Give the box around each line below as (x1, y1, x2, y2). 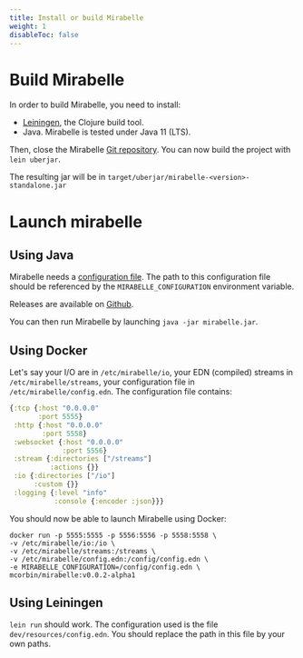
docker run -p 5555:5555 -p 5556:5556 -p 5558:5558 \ (9, 531, 218, 540)
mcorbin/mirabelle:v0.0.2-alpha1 (9, 570, 136, 580)
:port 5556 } (62, 446, 107, 455)
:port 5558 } (42, 429, 88, 438)
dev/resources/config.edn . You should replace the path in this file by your (9, 629, 286, 640)
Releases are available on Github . (9, 299, 134, 310)
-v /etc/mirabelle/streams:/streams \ (9, 546, 156, 555)
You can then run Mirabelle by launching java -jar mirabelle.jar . (9, 316, 259, 327)
